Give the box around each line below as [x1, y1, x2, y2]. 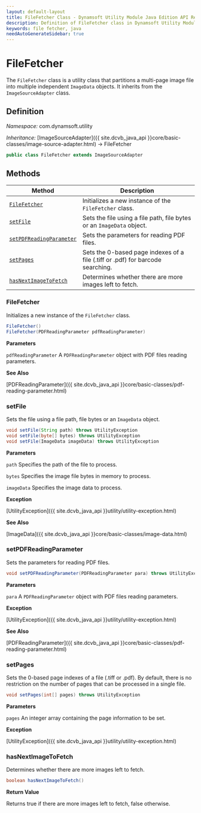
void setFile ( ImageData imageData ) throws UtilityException [6, 438, 160, 444]
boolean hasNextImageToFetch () [6, 778, 84, 784]
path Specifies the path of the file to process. [6, 461, 118, 468]
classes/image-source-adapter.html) [6, 140, 97, 147]
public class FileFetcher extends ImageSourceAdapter [6, 152, 144, 158]
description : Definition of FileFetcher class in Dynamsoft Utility [6, 20, 181, 26]
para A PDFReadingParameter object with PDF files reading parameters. [6, 593, 178, 600]
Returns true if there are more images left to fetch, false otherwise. [6, 800, 170, 808]
